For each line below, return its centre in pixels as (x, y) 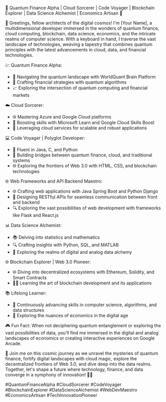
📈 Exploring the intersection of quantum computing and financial (80, 88)
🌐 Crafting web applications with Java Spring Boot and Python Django (85, 191)
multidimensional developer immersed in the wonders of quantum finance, (82, 28)
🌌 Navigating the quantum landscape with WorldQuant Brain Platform (84, 77)
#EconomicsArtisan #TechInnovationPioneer (51, 395)
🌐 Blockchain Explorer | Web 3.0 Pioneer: (48, 262)
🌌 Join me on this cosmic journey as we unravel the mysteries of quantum (82, 353)
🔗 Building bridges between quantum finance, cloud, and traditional (82, 155)
